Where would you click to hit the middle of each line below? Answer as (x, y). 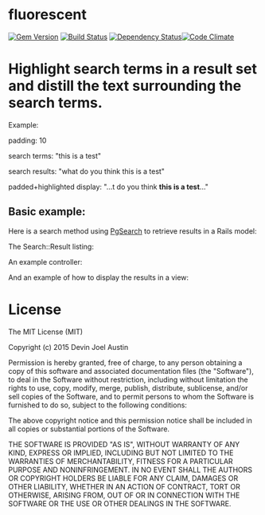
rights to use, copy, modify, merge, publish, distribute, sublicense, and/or (128, 387)
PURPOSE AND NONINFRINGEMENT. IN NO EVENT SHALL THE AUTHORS (131, 470)
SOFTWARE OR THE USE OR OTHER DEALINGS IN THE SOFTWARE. (120, 503)
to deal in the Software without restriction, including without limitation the (128, 379)
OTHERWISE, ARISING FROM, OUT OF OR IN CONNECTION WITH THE (124, 495)
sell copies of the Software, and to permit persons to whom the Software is (131, 396)
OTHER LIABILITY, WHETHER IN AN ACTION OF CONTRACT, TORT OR (124, 486)
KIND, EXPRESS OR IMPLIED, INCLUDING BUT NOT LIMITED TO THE (121, 453)
